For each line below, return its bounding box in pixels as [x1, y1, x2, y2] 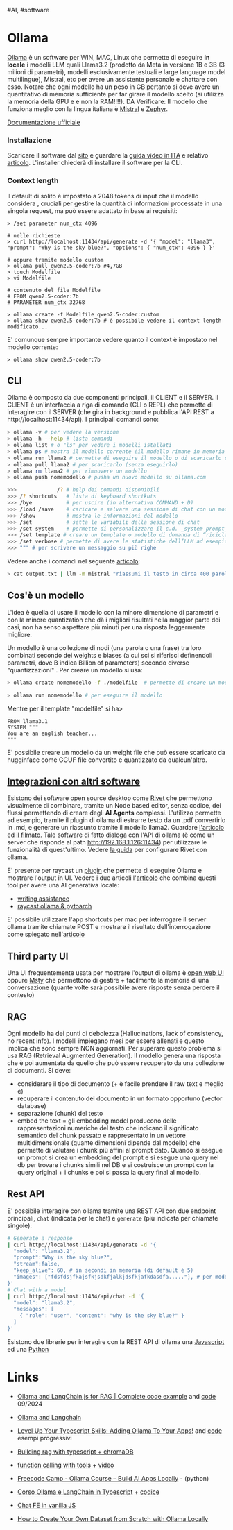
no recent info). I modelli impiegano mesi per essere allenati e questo [7, 1037, 205, 1045]
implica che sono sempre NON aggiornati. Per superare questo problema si [7, 1044, 222, 1052]
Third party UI [7, 950, 69, 962]
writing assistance [17, 894, 70, 903]
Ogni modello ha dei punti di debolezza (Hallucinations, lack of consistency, [7, 1029, 223, 1037]
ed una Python [7, 1345, 49, 1353]
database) [17, 1101, 46, 1110]
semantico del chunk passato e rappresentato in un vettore [17, 1131, 186, 1139]
